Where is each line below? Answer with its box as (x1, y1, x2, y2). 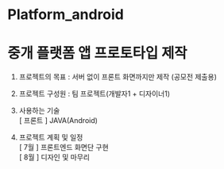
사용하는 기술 (18, 106, 60, 116)
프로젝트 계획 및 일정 (18, 133, 83, 142)
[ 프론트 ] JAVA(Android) (18, 116, 98, 125)
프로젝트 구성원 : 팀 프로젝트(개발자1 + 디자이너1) (18, 89, 171, 98)
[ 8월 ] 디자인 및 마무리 (18, 152, 91, 162)
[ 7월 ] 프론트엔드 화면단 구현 (18, 143, 109, 152)
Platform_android (7, 6, 125, 24)
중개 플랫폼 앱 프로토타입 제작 (7, 44, 187, 63)
